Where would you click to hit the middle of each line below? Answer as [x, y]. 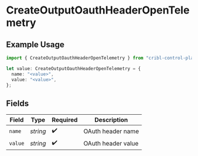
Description [111, 120]
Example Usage [35, 44]
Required [65, 120]
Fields [18, 103]
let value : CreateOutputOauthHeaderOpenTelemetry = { [74, 68]
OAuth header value [111, 143]
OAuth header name [111, 131]
